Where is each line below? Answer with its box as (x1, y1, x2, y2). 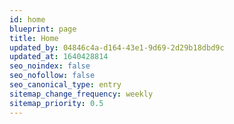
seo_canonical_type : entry (9, 80, 122, 90)
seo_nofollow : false (9, 71, 96, 81)
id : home (9, 14, 46, 25)
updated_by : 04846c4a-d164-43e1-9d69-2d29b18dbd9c (9, 42, 225, 53)
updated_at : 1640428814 (9, 52, 109, 62)
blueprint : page (9, 24, 77, 34)
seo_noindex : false (9, 61, 91, 71)
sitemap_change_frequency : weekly (9, 89, 154, 99)
